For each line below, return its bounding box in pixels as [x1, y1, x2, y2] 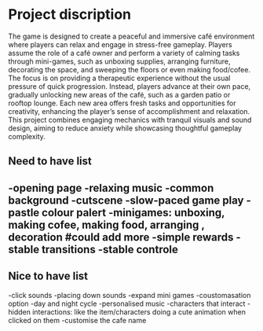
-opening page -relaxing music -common [8, 181, 214, 194]
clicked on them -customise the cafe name [8, 315, 147, 325]
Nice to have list [8, 270, 89, 283]
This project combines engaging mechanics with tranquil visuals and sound [8, 115, 252, 124]
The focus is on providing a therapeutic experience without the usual [8, 73, 231, 83]
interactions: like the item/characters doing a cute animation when [32, 307, 246, 316]
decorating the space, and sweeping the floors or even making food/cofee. [8, 64, 251, 74]
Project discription [8, 6, 132, 24]
